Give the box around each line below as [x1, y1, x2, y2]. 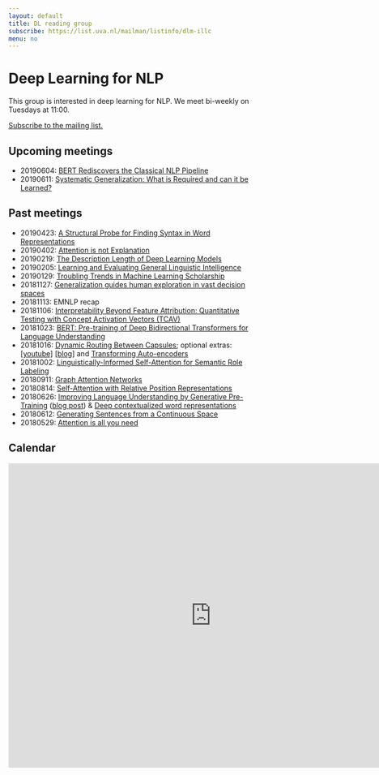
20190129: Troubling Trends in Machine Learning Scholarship [19, 271, 225, 281]
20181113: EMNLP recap [19, 297, 100, 307]
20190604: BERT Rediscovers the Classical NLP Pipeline [19, 166, 209, 175]
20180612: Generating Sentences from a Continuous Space [19, 409, 219, 419]
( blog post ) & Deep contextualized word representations [49, 400, 236, 410]
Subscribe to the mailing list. [8, 121, 104, 131]
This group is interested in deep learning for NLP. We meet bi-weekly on [8, 97, 249, 106]
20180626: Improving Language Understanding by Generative [19, 391, 228, 402]
